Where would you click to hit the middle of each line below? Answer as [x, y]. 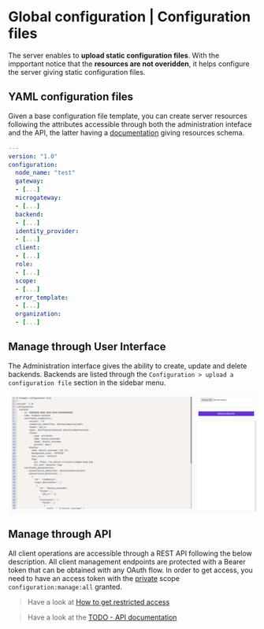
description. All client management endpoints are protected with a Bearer [127, 561]
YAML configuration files [71, 97]
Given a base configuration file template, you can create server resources [128, 116]
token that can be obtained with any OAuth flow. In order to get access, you [131, 570]
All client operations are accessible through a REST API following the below [130, 553]
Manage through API [60, 534]
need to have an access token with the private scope [94, 578]
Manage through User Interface [87, 347]
